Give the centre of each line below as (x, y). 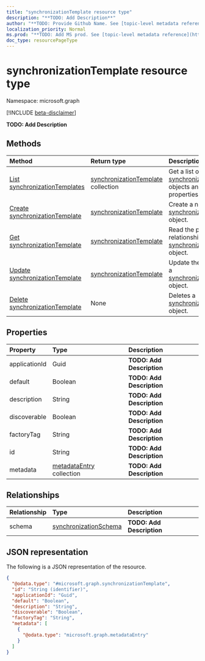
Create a (181, 204)
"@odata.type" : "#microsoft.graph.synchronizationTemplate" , (91, 584)
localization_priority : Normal (46, 29)
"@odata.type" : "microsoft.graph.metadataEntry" (85, 635)
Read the (182, 229)
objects (179, 186)
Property (23, 350)
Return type (108, 161)
